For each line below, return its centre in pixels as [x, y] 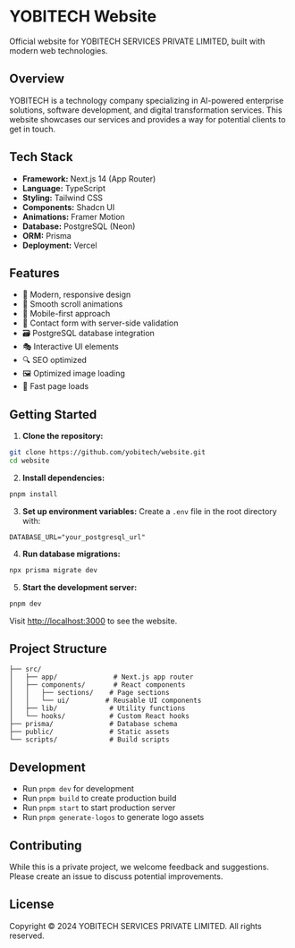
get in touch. [33, 129]
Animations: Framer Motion [73, 216]
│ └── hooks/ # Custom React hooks [100, 716]
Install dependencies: [63, 478]
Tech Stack [41, 157]
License [32, 905]
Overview [37, 79]
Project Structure [58, 649]
